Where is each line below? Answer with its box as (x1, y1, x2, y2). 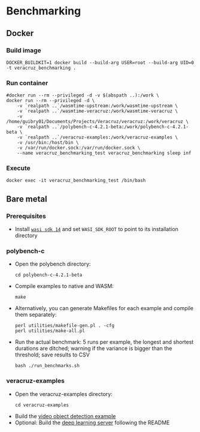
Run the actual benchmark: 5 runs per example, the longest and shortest (14, 338, 194, 346)
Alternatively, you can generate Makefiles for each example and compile (14, 305, 193, 312)
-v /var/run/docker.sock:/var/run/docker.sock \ (17, 145, 141, 151)
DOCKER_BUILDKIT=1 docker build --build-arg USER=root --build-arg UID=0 (6, 59, 195, 65)
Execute (6, 164, 31, 172)
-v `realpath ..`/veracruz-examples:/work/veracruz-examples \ (17, 134, 178, 140)
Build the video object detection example (14, 412, 116, 419)
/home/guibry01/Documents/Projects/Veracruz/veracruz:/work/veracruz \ (6, 119, 189, 125)
